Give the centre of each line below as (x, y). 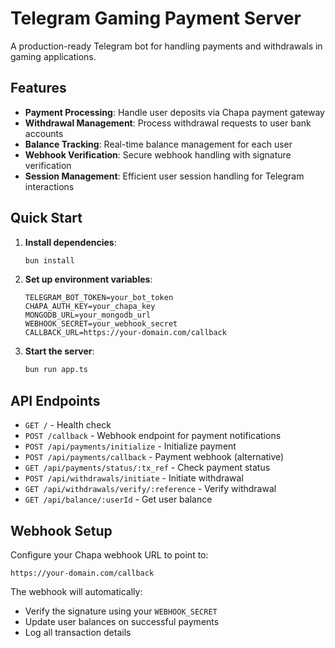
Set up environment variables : (88, 279)
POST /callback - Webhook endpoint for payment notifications (153, 436)
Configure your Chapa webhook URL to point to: (109, 554)
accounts (44, 133)
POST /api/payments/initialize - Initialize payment (130, 446)
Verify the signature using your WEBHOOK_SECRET (121, 611)
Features (38, 88)
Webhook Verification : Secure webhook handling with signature (158, 154)
